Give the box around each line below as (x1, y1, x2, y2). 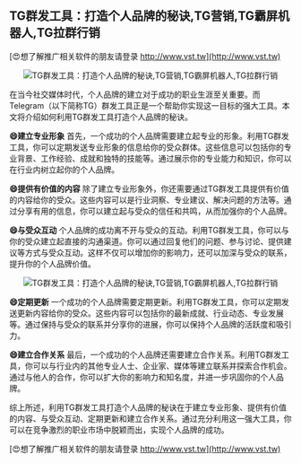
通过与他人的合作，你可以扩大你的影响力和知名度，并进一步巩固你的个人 (9, 371, 276, 382)
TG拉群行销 (37, 25, 101, 40)
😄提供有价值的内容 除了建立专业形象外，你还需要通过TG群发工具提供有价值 (9, 183, 289, 194)
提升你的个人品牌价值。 (9, 258, 96, 269)
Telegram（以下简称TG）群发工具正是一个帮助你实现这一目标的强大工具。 (9, 100, 282, 110)
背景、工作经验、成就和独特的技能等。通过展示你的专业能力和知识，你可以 (16, 153, 292, 163)
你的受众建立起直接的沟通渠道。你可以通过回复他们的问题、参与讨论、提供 (9, 236, 284, 247)
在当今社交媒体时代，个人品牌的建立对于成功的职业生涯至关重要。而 (9, 89, 261, 100)
